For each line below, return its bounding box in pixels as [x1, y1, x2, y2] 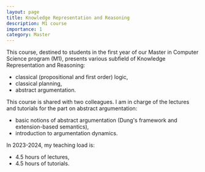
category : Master [6, 32, 51, 38]
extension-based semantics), [15, 123, 89, 130]
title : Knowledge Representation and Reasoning [6, 15, 130, 21]
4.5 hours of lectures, [15, 154, 70, 161]
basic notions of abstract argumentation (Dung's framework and [15, 117, 177, 124]
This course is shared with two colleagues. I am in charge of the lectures [6, 99, 190, 106]
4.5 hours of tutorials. [15, 160, 70, 167]
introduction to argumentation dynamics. [15, 130, 118, 137]
